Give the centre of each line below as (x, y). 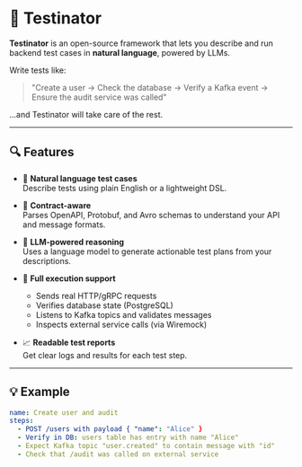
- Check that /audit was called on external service (118, 454)
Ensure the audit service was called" (99, 97)
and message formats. (64, 225)
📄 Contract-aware (57, 205)
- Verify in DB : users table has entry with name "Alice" (129, 438)
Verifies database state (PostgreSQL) (104, 305)
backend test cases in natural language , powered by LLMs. (120, 52)
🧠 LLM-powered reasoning (73, 242)
